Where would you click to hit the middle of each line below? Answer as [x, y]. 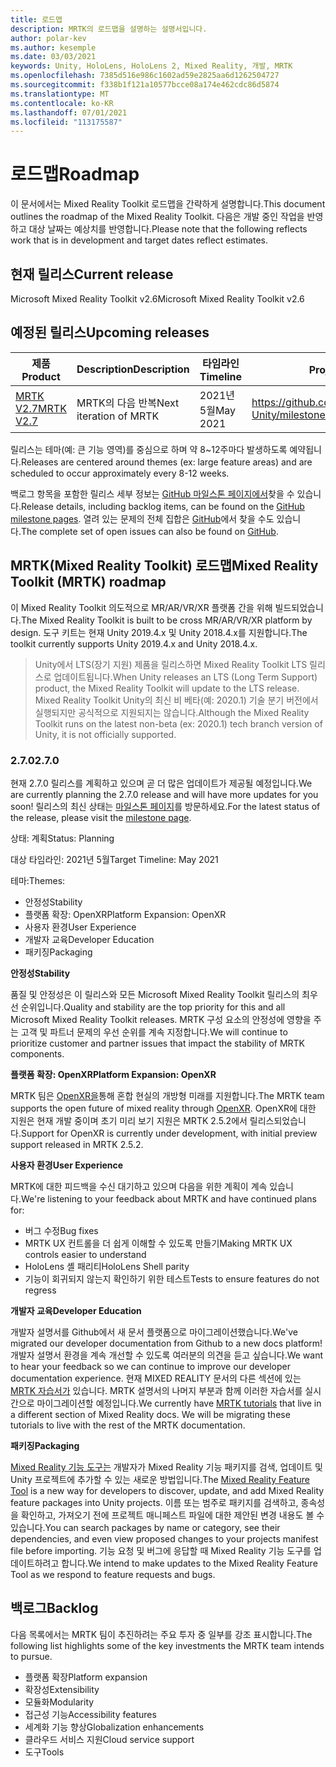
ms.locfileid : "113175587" [66, 122]
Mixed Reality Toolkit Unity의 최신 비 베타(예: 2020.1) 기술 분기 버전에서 [176, 700]
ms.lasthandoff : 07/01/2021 [69, 112]
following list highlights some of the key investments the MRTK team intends [167, 1645]
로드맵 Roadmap [75, 174]
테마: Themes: [38, 880]
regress [40, 1290]
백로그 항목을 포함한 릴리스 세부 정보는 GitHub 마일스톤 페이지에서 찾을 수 [152, 493]
